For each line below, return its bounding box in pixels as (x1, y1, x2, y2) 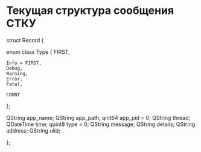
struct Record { (6, 36, 44, 44)
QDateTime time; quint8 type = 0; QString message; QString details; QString (6, 121, 196, 128)
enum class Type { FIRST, (6, 48, 71, 55)
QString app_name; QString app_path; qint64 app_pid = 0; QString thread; (6, 114, 191, 121)
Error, (6, 76, 23, 82)
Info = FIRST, (6, 60, 42, 66)
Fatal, (6, 81, 23, 87)
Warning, (6, 70, 28, 76)
